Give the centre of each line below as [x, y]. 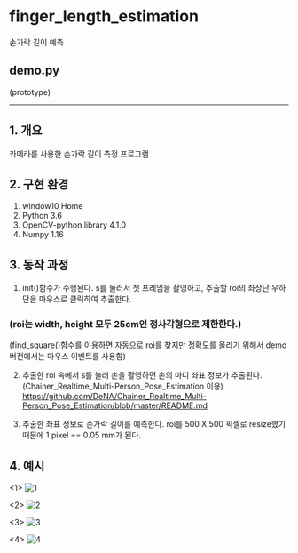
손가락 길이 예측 [37, 42]
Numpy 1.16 [43, 235]
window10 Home [52, 206]
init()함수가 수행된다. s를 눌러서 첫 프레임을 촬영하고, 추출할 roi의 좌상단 [146, 288]
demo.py [35, 71]
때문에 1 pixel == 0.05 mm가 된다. [82, 435]
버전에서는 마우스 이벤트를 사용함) [68, 357]
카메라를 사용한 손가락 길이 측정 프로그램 [79, 154]
